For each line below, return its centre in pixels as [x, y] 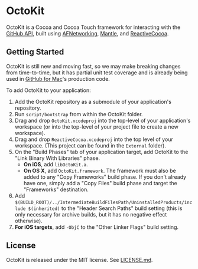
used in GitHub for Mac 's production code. [58, 78]
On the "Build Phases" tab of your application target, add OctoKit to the [101, 152]
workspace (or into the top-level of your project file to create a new [96, 127]
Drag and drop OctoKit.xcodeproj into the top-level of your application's [103, 120]
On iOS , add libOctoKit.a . [56, 164]
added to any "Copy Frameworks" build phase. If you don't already [105, 177]
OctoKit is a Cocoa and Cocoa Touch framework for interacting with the [93, 27]
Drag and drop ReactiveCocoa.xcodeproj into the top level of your [94, 139]
